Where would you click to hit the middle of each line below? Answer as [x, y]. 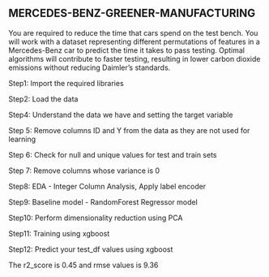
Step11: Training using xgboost [59, 233]
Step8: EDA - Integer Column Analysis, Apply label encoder [107, 186]
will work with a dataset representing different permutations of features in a [134, 41]
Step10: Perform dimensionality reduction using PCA [96, 218]
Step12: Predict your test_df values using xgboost [91, 249]
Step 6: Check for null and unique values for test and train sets [113, 154]
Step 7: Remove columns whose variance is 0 [84, 171]
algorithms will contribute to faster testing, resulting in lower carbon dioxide [134, 58]
